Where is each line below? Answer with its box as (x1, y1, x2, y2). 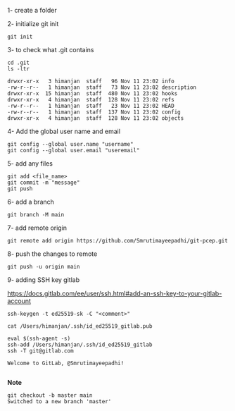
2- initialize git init (7, 20, 59, 27)
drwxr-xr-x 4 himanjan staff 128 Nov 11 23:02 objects (7, 115, 184, 122)
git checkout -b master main (7, 392, 93, 399)
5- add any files (7, 159, 53, 168)
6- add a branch (7, 197, 55, 206)
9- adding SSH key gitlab (7, 276, 80, 284)
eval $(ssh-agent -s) (7, 335, 71, 342)
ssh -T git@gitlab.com (7, 348, 74, 355)
